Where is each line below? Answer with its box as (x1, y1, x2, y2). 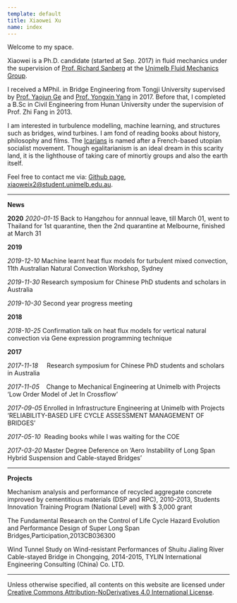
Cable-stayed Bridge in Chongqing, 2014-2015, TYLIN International (7, 553, 202, 561)
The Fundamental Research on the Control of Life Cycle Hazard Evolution (7, 517, 220, 525)
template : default (7, 10, 61, 18)
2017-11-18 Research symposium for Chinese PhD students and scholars (7, 361, 224, 370)
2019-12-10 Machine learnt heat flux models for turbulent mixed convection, (7, 257, 228, 265)
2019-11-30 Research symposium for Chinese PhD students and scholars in (7, 278, 226, 286)
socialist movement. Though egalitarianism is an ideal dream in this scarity (7, 144, 224, 153)
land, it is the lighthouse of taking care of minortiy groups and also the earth (7, 151, 228, 160)
